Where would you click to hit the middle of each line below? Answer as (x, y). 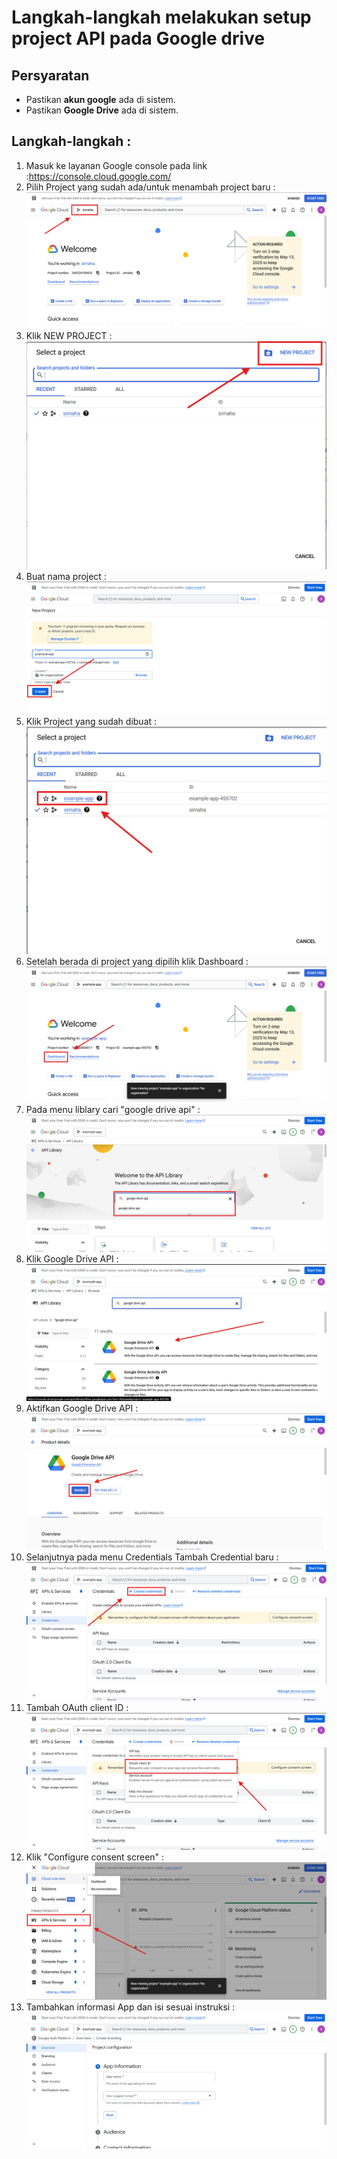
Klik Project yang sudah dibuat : (91, 722)
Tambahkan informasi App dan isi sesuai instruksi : (130, 2007)
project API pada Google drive (138, 38)
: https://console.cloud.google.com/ (98, 176)
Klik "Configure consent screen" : (95, 1857)
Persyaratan (50, 75)
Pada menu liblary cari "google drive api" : (113, 1109)
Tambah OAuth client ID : (77, 1707)
